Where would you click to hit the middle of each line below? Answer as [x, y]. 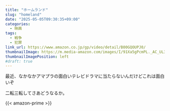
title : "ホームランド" [27, 10]
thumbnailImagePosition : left [37, 57]
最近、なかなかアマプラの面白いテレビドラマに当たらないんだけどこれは [80, 76]
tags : [11, 33]
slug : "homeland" [24, 15]
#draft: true [19, 61]
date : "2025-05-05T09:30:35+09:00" [43, 19]
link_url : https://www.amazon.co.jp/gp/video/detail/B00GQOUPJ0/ [75, 47]
